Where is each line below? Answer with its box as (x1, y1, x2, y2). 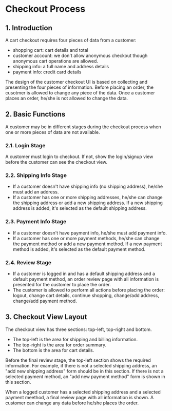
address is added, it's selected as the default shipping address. (12, 205, 147, 211)
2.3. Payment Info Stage (5, 218, 67, 225)
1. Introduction (5, 24, 52, 32)
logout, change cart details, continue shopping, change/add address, (12, 292, 159, 298)
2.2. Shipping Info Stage (5, 172, 67, 179)
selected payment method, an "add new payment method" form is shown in (5, 373, 165, 380)
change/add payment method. (12, 298, 77, 304)
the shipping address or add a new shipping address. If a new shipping (12, 200, 163, 206)
